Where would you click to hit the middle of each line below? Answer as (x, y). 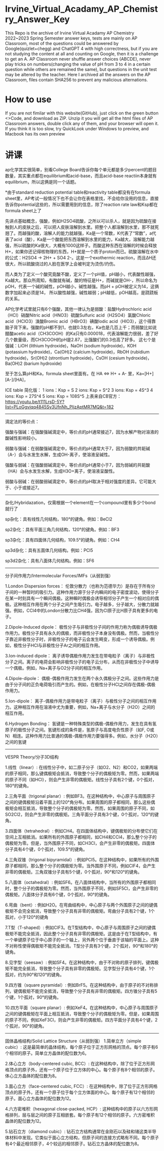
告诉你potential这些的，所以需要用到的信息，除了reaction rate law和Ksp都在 (82, 204)
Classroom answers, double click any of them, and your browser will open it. (82, 123)
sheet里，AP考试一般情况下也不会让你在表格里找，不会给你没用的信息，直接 (82, 198)
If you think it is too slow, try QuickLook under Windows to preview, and (77, 129)
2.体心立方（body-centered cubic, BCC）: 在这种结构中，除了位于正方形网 (80, 1063)
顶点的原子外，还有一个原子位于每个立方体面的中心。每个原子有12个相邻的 (80, 1092)
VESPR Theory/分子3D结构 (32, 757)
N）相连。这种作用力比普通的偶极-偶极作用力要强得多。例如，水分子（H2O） (82, 736)
